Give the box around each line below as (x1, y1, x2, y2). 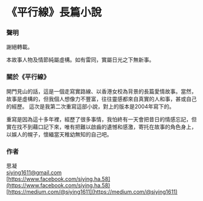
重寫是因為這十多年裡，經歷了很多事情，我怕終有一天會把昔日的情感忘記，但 (6, 115, 197, 123)
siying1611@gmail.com (6, 169, 62, 176)
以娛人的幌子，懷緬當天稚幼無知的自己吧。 (6, 130, 112, 138)
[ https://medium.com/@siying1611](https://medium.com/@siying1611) (6, 188, 178, 196)
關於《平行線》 (6, 73, 50, 81)
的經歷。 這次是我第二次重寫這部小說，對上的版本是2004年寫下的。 (6, 103, 175, 110)
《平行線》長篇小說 (6, 5, 102, 19)
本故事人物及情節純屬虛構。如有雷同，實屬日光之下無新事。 (6, 56, 155, 63)
